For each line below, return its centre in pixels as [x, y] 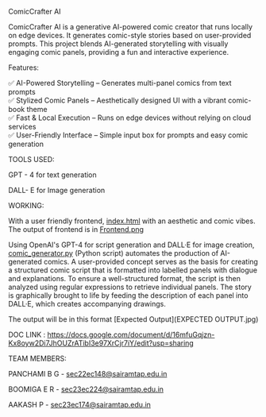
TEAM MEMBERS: [38, 358]
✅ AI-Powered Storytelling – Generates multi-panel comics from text [120, 83]
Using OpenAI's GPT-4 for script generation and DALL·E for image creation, [131, 245]
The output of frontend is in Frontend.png [76, 229]
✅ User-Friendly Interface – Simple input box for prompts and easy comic [128, 135]
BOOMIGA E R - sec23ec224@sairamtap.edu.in [86, 389]
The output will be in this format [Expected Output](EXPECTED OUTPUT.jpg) [133, 319]
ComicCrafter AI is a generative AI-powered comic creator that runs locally [130, 27]
